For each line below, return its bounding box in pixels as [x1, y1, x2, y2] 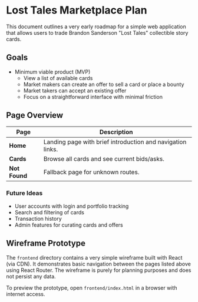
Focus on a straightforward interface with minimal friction [23, 93, 163, 100]
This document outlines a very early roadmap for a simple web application [6, 23, 187, 30]
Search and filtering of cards [14, 208, 84, 215]
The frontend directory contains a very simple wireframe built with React [6, 254, 183, 261]
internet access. [6, 290, 45, 297]
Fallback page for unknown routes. [43, 168, 140, 176]
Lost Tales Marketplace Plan [6, 4, 147, 17]
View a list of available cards [23, 74, 93, 81]
